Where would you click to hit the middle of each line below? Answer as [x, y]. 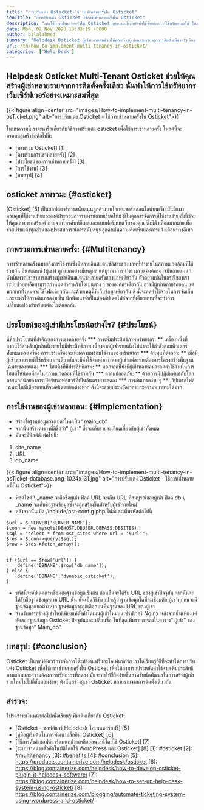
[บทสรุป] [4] [29, 175]
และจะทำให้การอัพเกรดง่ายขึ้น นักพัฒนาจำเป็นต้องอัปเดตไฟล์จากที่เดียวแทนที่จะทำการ [90, 298]
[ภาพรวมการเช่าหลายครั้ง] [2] [45, 154]
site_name [28, 447]
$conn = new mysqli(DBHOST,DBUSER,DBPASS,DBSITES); [73, 528]
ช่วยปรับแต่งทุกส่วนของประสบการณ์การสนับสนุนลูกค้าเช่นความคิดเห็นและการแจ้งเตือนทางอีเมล [100, 230]
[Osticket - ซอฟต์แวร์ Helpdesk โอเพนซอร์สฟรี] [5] [72, 728]
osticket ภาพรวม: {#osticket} [59, 195]
